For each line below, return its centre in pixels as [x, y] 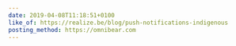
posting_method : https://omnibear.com [72, 30]
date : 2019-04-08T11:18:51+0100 [61, 15]
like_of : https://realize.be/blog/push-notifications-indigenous [118, 23]
